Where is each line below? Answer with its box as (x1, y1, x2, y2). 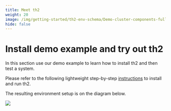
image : (5, 17, 19, 22)
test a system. (5, 65, 35, 71)
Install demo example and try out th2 (5, 44, 164, 55)
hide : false (5, 21, 31, 27)
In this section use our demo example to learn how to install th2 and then (5, 60, 158, 66)
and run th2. (5, 81, 31, 87)
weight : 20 (5, 12, 28, 17)
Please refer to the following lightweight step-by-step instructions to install (5, 76, 162, 82)
